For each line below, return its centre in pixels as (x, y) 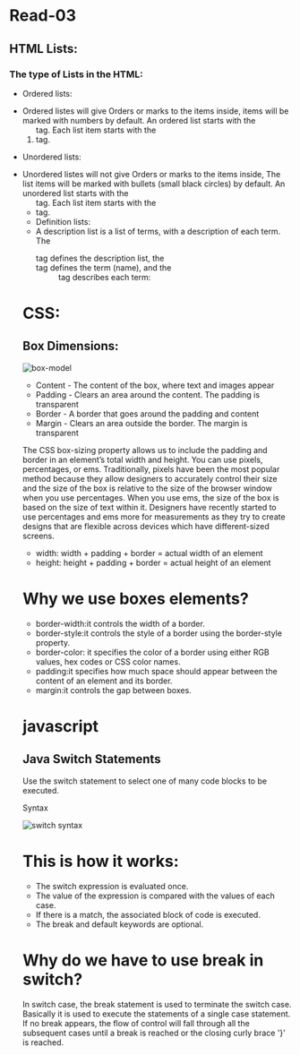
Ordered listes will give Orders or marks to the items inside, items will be (155, 111)
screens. (39, 536)
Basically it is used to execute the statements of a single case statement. (156, 1014)
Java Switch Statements (91, 759)
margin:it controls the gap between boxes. (114, 690)
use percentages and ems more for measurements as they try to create (154, 517)
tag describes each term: (104, 277)
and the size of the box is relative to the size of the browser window (147, 488)
